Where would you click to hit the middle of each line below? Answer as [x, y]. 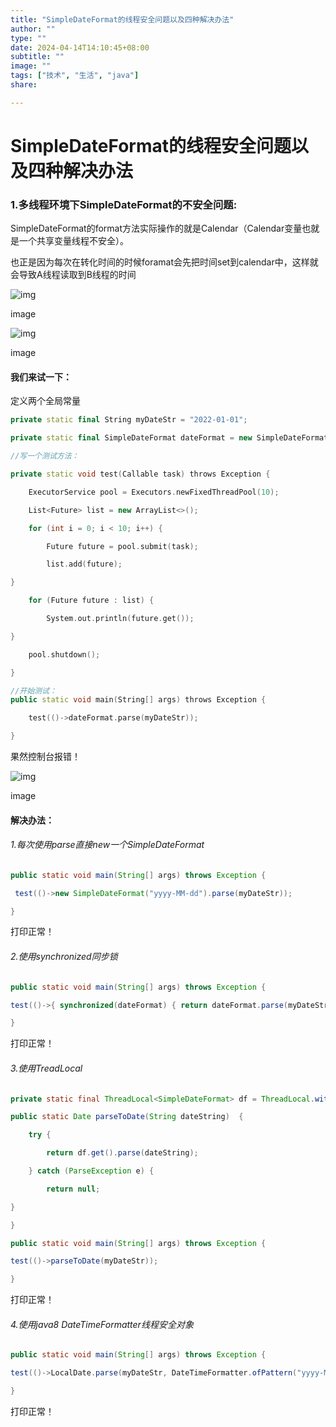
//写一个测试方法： [45, 456]
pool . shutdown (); [64, 654]
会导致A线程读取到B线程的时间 [73, 275]
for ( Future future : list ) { [91, 601]
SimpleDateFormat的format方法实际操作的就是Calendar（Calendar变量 [156, 228]
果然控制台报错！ [45, 757]
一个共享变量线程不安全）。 [73, 241]
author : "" [33, 29]
